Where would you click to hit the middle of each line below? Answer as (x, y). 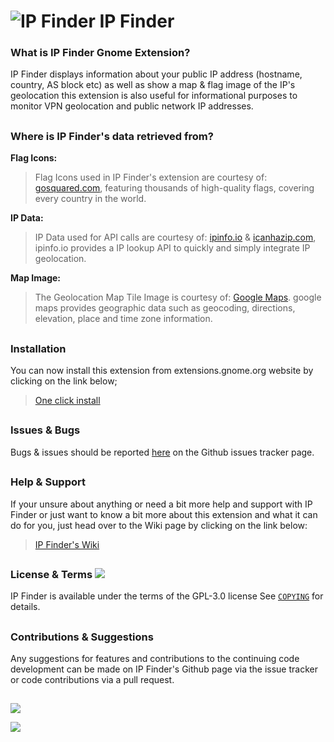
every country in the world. (90, 199)
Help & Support (48, 482)
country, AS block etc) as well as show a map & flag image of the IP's (153, 85)
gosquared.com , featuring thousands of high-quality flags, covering (174, 188)
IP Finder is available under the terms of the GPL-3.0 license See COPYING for (167, 596)
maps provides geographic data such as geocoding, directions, (165, 308)
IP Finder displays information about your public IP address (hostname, (156, 74)
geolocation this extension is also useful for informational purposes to (154, 96)
